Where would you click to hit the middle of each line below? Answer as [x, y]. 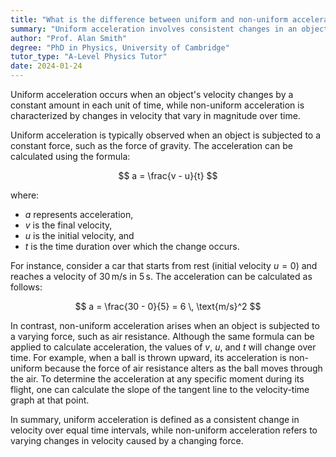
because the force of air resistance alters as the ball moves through [183, 368]
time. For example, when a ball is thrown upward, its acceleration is [148, 357]
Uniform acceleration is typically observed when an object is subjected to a [166, 135]
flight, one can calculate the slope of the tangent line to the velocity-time [160, 389]
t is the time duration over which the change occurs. [132, 246]
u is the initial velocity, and [79, 235]
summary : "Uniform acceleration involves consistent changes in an [154, 29]
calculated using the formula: [70, 156]
